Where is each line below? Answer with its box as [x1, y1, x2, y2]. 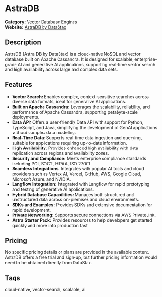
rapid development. [12, 207, 51, 213]
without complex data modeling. [12, 130, 76, 135]
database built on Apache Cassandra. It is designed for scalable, [5, 56, 134, 62]
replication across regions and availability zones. [12, 150, 109, 156]
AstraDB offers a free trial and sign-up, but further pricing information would [5, 254, 157, 260]
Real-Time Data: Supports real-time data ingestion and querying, [12, 134, 142, 141]
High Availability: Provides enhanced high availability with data [12, 145, 139, 151]
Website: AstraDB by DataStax [5, 24, 67, 30]
